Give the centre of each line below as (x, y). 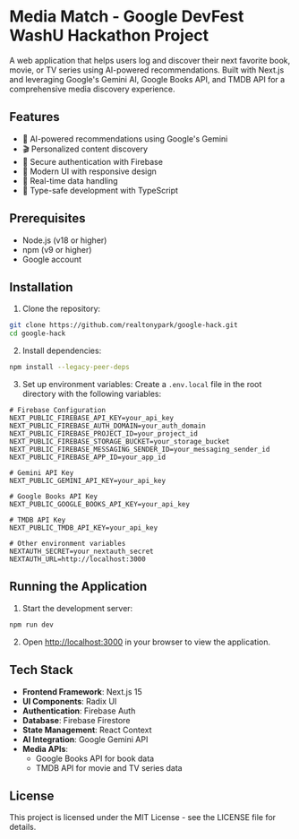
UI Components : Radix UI (69, 701)
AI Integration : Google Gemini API (85, 739)
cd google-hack (38, 333)
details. (23, 827)
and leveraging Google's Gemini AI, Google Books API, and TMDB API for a (147, 79)
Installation (41, 287)
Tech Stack (41, 670)
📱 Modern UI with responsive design (89, 171)
